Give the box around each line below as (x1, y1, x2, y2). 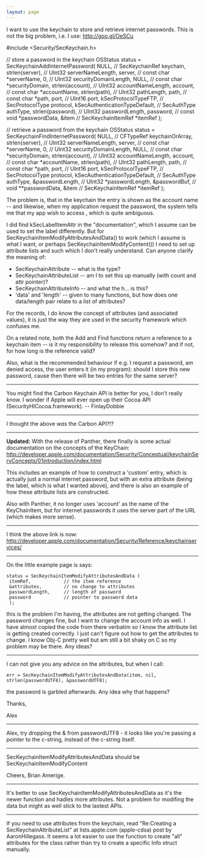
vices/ (6, 544, 22, 551)
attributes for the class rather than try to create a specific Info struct (6, 839, 178, 846)
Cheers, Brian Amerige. (6, 771, 65, 778)
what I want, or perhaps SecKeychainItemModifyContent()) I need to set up (6, 240, 195, 248)
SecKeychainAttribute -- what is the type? (15, 265, 121, 272)
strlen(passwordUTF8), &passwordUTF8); (6, 677, 108, 683)
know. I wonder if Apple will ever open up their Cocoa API (6, 396, 151, 403)
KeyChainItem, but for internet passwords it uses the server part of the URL (6, 506, 196, 514)
